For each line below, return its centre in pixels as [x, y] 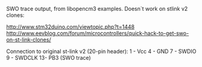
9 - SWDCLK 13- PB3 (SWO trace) [49, 58]
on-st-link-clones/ [29, 40]
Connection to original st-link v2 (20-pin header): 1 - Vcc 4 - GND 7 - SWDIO [101, 51]
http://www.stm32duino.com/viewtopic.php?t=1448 [70, 27]
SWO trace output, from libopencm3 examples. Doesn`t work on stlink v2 [97, 9]
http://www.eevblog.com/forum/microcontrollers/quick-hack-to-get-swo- [98, 33]
